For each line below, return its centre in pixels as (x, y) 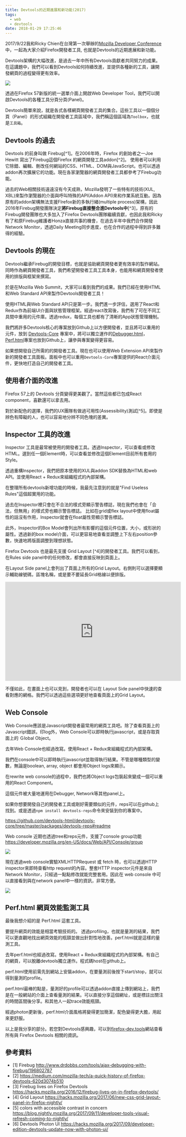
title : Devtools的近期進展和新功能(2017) (46, 10)
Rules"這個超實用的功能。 (32, 494)
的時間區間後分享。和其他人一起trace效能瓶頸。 (54, 1001)
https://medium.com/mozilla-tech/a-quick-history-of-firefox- (82, 1076)
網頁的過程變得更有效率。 (36, 73)
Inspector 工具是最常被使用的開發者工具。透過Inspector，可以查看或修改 (80, 447)
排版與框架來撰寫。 (34, 276)
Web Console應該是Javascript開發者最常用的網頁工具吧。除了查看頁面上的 (82, 726)
